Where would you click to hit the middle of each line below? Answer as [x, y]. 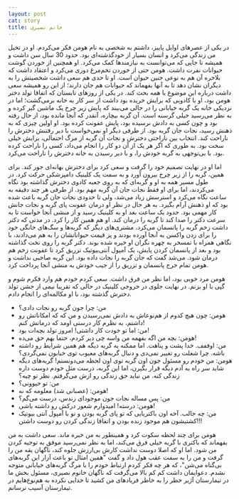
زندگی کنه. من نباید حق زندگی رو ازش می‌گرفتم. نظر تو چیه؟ [99, 376]
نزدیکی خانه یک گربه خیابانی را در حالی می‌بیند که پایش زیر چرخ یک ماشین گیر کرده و [120, 108]
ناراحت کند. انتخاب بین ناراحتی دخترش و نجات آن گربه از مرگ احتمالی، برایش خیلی [118, 138]
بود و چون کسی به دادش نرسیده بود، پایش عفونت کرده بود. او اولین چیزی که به [113, 123]
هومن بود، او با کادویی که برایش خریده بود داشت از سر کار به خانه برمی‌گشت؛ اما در [119, 100]
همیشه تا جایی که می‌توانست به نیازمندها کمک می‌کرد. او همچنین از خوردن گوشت [115, 63]
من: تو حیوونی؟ [39, 383]
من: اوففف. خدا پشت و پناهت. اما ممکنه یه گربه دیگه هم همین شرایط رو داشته [122, 345]
